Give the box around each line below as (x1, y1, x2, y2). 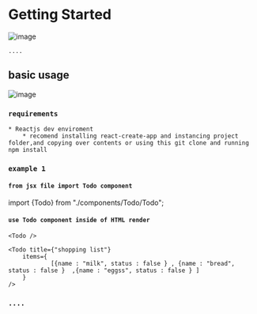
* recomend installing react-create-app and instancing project (22, 132, 239, 140)
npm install (8, 146, 47, 154)
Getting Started (8, 6, 112, 24)
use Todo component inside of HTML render (8, 216, 150, 224)
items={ (22, 253, 47, 261)
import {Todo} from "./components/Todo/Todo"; (8, 198, 164, 207)
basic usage (8, 69, 70, 82)
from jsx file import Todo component (8, 182, 133, 190)
